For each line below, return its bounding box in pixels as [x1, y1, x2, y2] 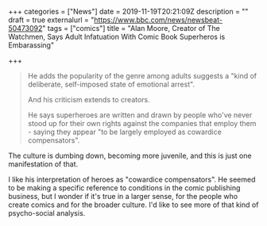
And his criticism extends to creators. [27, 95, 151, 104]
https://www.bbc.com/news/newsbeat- [94, 15, 222, 25]
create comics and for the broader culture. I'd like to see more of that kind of [8, 200, 259, 209]
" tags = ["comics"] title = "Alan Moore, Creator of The [42, 24, 220, 33]
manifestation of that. [8, 159, 79, 169]
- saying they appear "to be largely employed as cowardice [27, 127, 222, 136]
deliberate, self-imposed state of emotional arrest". [27, 79, 195, 89]
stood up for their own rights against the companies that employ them [27, 119, 257, 128]
